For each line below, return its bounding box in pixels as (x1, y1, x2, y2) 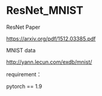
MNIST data (6, 46, 36, 54)
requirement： (6, 70, 42, 78)
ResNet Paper (6, 23, 41, 31)
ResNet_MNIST (6, 4, 84, 17)
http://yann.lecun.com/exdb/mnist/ (6, 58, 92, 65)
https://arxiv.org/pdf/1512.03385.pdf (6, 35, 96, 42)
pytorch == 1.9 (6, 82, 43, 90)
